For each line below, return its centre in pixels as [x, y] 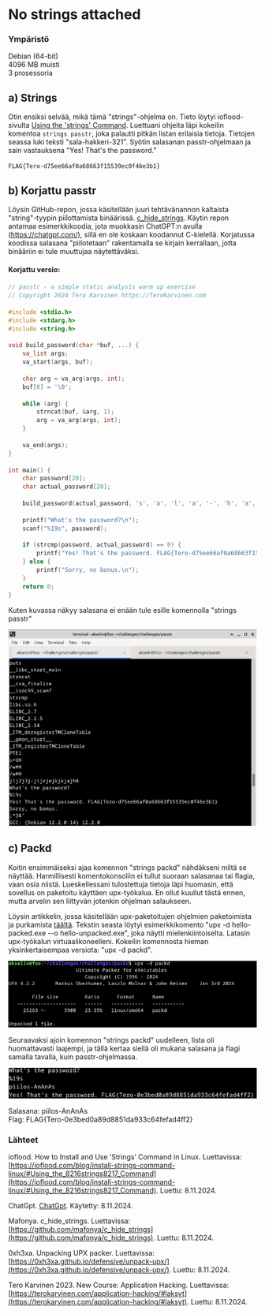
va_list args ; [45, 354]
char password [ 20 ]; [54, 479]
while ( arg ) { [45, 404]
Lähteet [23, 1140]
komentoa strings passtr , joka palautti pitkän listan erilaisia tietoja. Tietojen [132, 134]
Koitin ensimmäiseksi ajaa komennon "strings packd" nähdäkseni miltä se [127, 867]
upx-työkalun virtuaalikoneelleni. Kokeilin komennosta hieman [108, 941]
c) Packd [30, 848]
